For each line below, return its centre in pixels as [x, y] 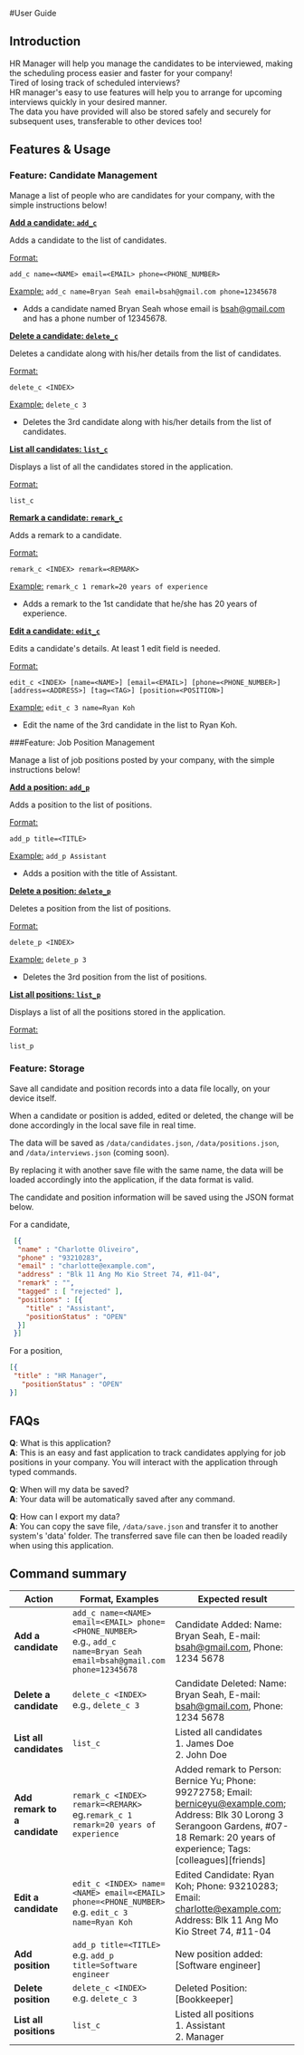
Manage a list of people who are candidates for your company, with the [142, 195]
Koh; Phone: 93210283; [227, 1886]
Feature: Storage [47, 1068]
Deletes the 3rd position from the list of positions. [114, 977]
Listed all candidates [218, 1732]
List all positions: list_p [55, 994]
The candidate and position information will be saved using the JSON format [152, 1197]
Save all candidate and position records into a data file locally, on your [140, 1088]
